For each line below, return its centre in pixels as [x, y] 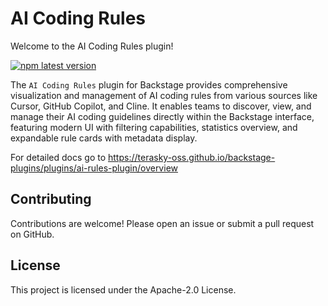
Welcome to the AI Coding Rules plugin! [92, 46]
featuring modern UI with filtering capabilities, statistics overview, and [154, 127]
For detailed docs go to [58, 157]
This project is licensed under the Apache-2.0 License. [123, 289]
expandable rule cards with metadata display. [104, 138]
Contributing [51, 199]
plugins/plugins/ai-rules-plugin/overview [94, 168]
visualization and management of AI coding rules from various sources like [164, 95]
